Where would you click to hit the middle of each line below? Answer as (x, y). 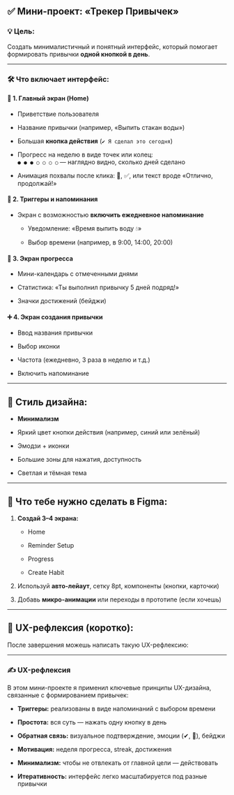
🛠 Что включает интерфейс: (58, 79)
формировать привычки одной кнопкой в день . (79, 54)
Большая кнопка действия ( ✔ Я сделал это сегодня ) (95, 141)
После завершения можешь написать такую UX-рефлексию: (98, 645)
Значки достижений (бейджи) (62, 301)
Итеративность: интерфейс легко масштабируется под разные (112, 776)
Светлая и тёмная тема (52, 473)
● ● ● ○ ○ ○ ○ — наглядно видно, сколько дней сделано (101, 162)
